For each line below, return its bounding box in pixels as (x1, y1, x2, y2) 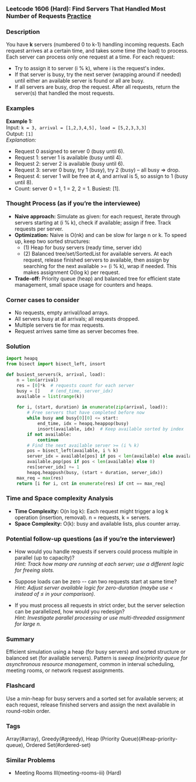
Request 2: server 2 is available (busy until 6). (14, 160, 125, 167)
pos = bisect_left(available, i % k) (27, 448, 118, 454)
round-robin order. (6, 707, 51, 714)
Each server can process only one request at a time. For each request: (6, 53, 175, 60)
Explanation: (6, 136, 37, 143)
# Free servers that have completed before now (27, 410, 145, 416)
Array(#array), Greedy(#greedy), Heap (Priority (6, 735, 120, 742)
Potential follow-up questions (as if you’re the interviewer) (6, 534, 176, 543)
